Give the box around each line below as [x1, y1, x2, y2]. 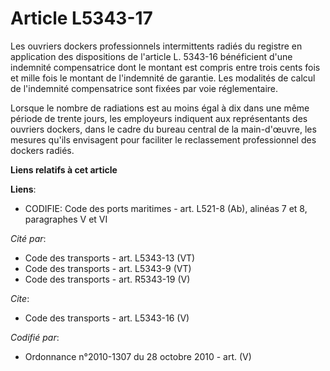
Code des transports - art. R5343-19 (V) [24, 273, 191, 285]
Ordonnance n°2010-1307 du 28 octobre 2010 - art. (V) [24, 350, 252, 362]
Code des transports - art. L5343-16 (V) [24, 312, 190, 324]
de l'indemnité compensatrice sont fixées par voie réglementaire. [10, 82, 279, 94]
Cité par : [10, 232, 47, 244]
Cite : [10, 292, 30, 304]
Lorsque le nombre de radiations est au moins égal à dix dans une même [10, 102, 310, 114]
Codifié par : [10, 331, 60, 343]
